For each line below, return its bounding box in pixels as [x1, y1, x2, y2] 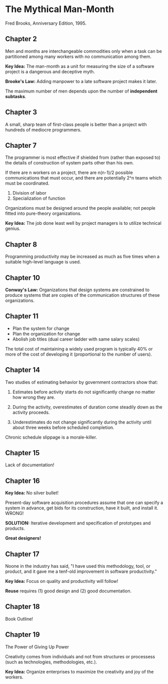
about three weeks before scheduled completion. [12, 424, 114, 431]
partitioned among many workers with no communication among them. [5, 53, 152, 59]
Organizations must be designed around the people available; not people [5, 205, 155, 211]
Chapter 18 [5, 603, 40, 611]
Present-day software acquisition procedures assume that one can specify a [5, 499, 163, 506]
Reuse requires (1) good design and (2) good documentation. [5, 588, 132, 594]
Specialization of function [12, 195, 66, 202]
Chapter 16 [5, 476, 40, 485]
